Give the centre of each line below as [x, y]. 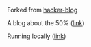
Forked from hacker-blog [42, 10]
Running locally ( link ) [37, 36]
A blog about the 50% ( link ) [46, 23]
